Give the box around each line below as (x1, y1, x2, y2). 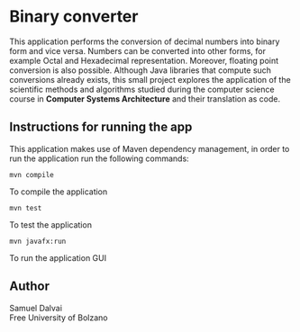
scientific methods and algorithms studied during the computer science (9, 84, 275, 94)
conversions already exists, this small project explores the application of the (9, 74, 291, 85)
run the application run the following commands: (9, 153, 189, 164)
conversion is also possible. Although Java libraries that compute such (9, 65, 272, 76)
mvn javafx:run (9, 237, 67, 246)
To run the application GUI (9, 252, 106, 263)
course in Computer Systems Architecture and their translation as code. (9, 93, 281, 104)
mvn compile (9, 170, 54, 179)
